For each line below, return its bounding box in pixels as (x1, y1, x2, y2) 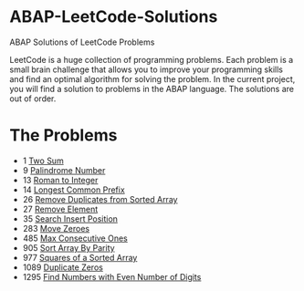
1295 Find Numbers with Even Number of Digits (22, 271, 202, 282)
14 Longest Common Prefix (22, 184, 125, 195)
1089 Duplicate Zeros (22, 262, 103, 273)
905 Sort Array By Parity (22, 242, 116, 253)
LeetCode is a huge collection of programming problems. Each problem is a (9, 54, 294, 65)
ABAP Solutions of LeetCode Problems (9, 36, 155, 47)
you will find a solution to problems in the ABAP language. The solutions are (9, 83, 295, 94)
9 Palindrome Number (22, 164, 106, 175)
